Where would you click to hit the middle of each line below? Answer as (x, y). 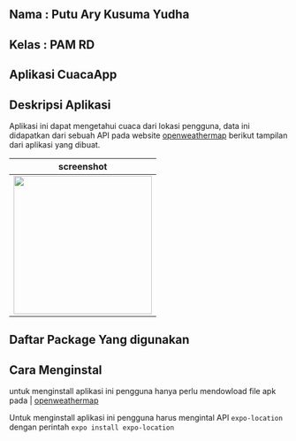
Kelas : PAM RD (52, 45)
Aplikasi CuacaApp (63, 75)
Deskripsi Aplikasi (60, 105)
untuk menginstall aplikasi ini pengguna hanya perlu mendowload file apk (143, 392)
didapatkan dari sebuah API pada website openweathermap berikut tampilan (148, 135)
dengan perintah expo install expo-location (92, 427)
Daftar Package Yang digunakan (99, 340)
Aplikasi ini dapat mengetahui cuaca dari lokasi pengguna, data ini (129, 125)
